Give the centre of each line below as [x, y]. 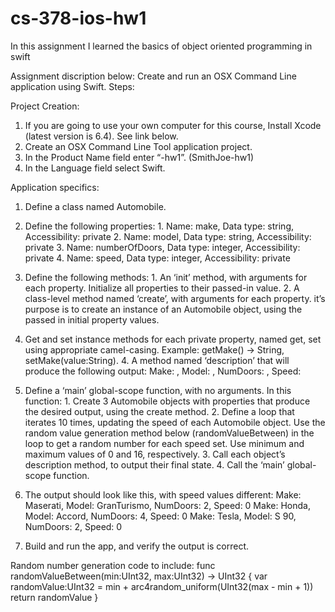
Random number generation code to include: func [113, 565]
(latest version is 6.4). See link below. [101, 136]
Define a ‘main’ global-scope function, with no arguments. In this [158, 390]
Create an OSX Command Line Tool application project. [138, 146]
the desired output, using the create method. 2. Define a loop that [159, 411]
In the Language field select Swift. [95, 168]
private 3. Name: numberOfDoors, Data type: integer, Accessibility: [162, 247]
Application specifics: [55, 187]
